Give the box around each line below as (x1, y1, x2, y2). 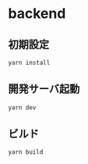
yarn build (8, 148, 44, 156)
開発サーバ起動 (8, 83, 80, 96)
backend (8, 5, 66, 23)
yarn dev (8, 103, 37, 112)
